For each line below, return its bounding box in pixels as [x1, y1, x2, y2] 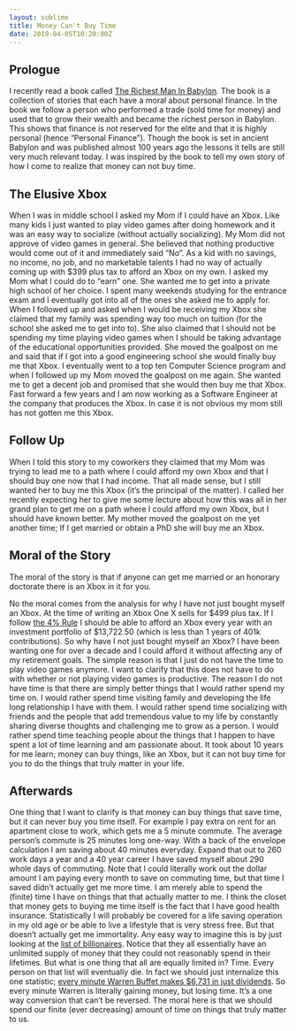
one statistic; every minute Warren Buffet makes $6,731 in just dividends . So [9, 976, 285, 987]
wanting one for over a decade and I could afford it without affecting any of [9, 645, 283, 656]
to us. [9, 1014, 30, 1025]
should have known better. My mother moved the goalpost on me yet [9, 512, 261, 523]
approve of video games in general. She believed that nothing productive [9, 238, 275, 249]
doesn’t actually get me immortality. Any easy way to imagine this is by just [9, 929, 283, 940]
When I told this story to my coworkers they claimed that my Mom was [9, 457, 266, 467]
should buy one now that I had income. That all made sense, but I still [9, 475, 262, 486]
